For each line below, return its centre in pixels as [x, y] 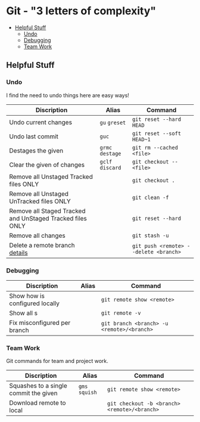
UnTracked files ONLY [40, 201]
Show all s [23, 313]
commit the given [33, 393]
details [18, 253]
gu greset [113, 122]
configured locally [35, 303]
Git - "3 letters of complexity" [81, 11]
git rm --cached [155, 148]
